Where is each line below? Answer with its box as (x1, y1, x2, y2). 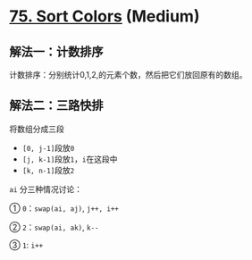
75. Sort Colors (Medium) (9, 6, 200, 27)
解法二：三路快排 (9, 98, 104, 113)
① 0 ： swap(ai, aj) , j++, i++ (9, 203, 119, 214)
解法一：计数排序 (9, 44, 104, 59)
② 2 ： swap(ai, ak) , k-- (9, 222, 99, 232)
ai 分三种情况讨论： (9, 183, 83, 194)
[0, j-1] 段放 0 (21, 142, 75, 153)
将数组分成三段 (9, 123, 64, 134)
